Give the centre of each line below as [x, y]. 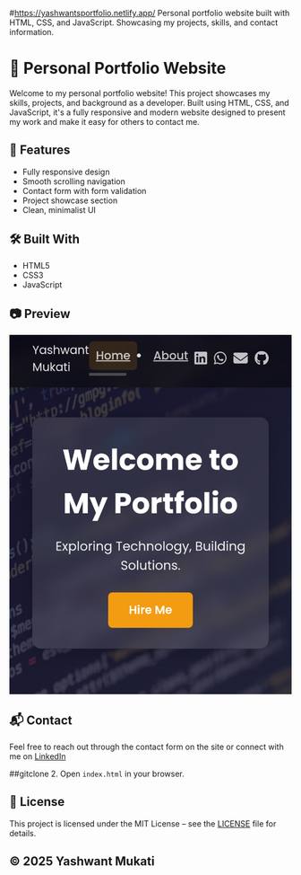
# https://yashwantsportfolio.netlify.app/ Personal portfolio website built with [150, 13]
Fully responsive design [66, 172]
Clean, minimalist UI [59, 209]
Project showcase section [70, 200]
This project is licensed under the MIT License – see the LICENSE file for [143, 823]
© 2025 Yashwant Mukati [82, 861]
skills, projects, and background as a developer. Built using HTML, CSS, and [149, 102]
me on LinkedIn [38, 756]
